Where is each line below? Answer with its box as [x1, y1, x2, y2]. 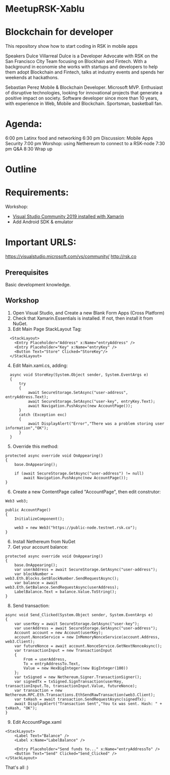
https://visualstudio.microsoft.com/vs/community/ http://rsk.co [5, 253, 137, 259]
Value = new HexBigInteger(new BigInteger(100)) [23, 665, 128, 670]
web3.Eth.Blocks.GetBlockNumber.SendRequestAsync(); [5, 576, 119, 581]
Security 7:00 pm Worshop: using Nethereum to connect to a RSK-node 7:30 [5, 141, 165, 147]
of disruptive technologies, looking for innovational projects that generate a [5, 90, 162, 96]
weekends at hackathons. [5, 75, 59, 81]
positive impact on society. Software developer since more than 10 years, [5, 95, 159, 102]
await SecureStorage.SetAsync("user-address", [27, 390, 128, 395]
